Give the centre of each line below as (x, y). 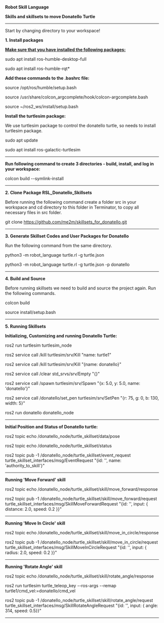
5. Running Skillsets (26, 326)
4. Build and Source (25, 278)
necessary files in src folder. (33, 212)
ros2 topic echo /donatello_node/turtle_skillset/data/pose (62, 436)
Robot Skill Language (27, 7)
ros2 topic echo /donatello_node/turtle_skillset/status (59, 446)
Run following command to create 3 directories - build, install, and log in (80, 164)
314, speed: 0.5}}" (23, 611)
